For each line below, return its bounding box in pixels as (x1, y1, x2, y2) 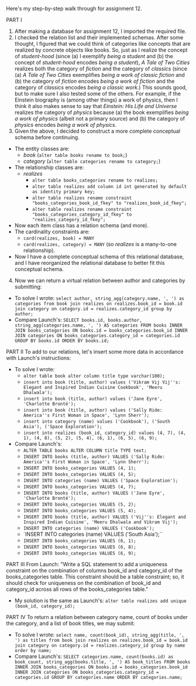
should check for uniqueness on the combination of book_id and (6, 580, 161, 586)
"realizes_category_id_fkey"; (32, 217, 106, 223)
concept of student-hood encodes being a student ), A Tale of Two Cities (14, 59, 190, 66)
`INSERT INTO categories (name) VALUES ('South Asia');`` (23, 531, 163, 537)
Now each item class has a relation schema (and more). (14, 222, 149, 228)
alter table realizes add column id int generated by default (32, 184, 187, 190)
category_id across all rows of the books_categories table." (6, 586, 149, 593)
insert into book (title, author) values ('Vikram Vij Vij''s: (23, 379, 181, 385)
